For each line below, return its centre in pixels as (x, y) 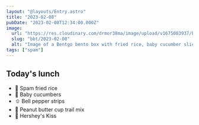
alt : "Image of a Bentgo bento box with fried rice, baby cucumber (97, 45)
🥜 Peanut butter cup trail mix (49, 109)
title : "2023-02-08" (32, 17)
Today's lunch (33, 74)
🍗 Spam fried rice (36, 88)
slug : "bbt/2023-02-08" (41, 39)
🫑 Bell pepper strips (40, 101)
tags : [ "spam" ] (25, 50)
